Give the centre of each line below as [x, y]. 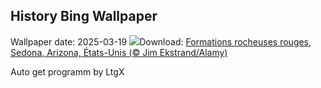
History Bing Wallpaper [84, 16]
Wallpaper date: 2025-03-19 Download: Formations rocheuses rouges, [161, 41]
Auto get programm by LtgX [67, 71]
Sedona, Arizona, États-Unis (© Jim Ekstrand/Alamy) [119, 52]
